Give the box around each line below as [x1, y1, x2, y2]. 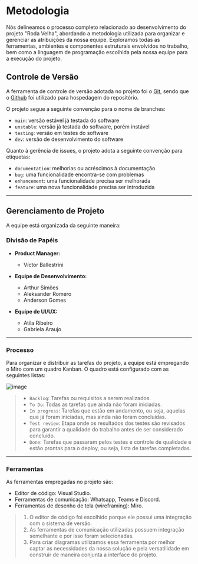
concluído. [29, 432, 55, 440]
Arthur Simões [23, 284, 59, 291]
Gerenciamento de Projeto [6, 206, 105, 216]
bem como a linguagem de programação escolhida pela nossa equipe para [6, 48, 188, 55]
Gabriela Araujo [23, 325, 62, 332]
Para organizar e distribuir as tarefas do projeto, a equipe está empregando [6, 359, 189, 367]
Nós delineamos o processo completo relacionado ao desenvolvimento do [6, 24, 187, 31]
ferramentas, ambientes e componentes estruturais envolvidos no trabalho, [6, 42, 189, 50]
